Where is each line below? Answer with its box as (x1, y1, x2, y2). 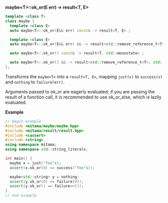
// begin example (5, 119, 41, 124)
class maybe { (5, 19, 35, 24)
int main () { (5, 156, 32, 161)
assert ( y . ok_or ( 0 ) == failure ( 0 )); (9, 179, 84, 184)
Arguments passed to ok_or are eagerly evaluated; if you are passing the (5, 88, 155, 94)
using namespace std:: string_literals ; (5, 147, 88, 152)
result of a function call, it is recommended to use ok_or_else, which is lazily (5, 94, 161, 100)
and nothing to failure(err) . (5, 79, 65, 85)
